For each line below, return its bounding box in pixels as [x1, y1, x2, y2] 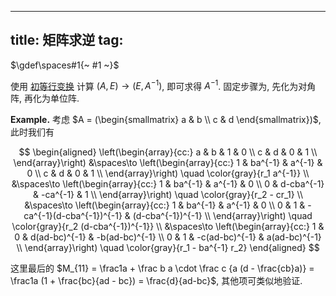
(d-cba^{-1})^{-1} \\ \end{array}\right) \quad [132, 210, 313, 222]
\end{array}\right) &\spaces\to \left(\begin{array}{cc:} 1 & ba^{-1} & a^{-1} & [13, 157, 323, 169]
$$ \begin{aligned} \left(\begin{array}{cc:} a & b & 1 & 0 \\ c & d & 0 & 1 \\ [18, 146, 318, 158]
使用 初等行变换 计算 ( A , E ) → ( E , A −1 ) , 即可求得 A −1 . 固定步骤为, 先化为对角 [10, 78, 317, 92]
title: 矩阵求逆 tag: [10, 32, 124, 49]
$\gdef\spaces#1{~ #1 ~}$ [10, 59, 120, 71]
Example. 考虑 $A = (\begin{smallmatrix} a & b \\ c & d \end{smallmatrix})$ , [10, 114, 322, 126]
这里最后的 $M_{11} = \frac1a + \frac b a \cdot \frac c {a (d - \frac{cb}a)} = [10, 262, 315, 275]
